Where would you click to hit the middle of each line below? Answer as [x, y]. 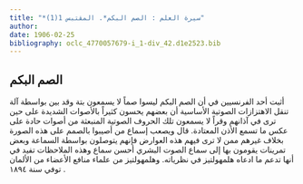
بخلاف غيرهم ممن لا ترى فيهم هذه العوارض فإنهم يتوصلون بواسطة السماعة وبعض [147, 140]
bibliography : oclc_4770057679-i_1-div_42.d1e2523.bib [115, 43]
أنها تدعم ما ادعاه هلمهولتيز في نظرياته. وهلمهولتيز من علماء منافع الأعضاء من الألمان [152, 160]
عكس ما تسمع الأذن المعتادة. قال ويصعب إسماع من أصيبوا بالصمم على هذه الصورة [149, 131]
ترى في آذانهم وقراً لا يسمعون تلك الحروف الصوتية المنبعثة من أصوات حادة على [143, 121]
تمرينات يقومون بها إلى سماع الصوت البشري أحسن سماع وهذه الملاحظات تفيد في [147, 150]
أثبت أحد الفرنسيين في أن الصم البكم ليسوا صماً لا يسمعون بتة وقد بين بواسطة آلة [147, 102]
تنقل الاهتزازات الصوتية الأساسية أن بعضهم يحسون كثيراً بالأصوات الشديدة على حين [149, 111]
